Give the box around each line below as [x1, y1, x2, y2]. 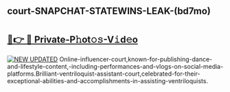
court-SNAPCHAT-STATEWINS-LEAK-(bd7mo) [7, 5, 211, 17]
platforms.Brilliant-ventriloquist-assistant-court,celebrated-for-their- [7, 70, 200, 78]
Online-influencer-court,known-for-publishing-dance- [59, 55, 213, 63]
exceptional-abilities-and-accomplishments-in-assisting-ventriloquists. [7, 77, 208, 85]
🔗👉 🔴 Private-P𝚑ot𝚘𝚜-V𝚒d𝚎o [7, 33, 139, 45]
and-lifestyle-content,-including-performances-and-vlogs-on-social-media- [7, 63, 224, 70]
